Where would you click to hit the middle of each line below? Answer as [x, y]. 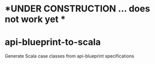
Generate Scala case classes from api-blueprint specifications [69, 56]
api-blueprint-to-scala [53, 42]
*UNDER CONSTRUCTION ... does [77, 9]
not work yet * [35, 19]
